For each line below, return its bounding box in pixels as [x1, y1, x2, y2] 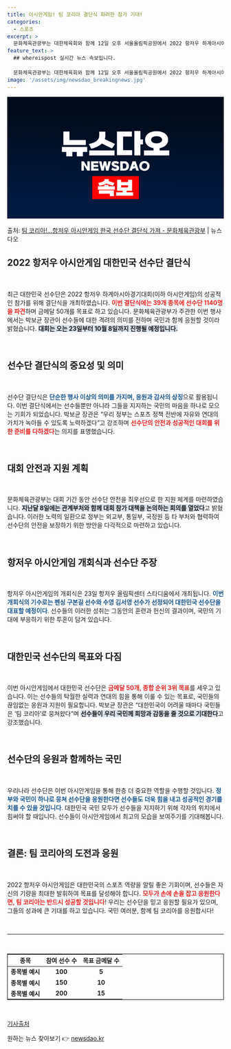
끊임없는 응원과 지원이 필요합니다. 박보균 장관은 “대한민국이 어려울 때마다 [7, 701, 203, 709]
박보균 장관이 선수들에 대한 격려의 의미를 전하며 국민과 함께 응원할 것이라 [25, 315, 220, 324]
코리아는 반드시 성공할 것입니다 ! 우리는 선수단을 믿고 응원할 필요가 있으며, [23, 898, 219, 906]
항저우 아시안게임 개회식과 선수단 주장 [7, 556, 157, 568]
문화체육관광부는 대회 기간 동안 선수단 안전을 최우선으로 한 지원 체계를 [7, 496, 195, 504]
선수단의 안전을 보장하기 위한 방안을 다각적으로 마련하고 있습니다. [7, 521, 182, 529]
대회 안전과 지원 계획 [7, 463, 89, 474]
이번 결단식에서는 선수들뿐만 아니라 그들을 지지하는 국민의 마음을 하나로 [16, 401, 208, 410]
